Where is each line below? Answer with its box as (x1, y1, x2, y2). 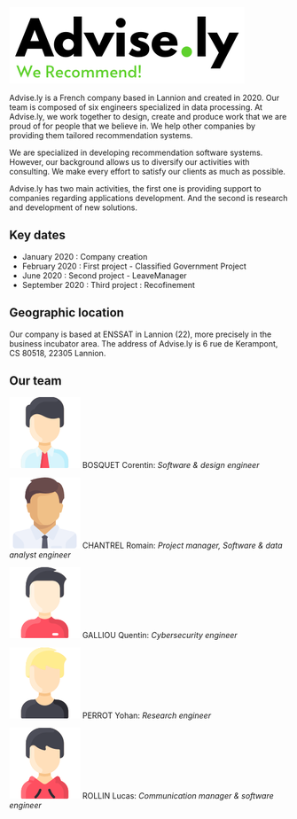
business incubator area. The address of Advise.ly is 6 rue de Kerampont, (9, 338, 278, 348)
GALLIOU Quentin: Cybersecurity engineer (82, 630, 238, 641)
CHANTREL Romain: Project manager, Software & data (82, 540, 283, 551)
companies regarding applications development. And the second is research (9, 193, 288, 203)
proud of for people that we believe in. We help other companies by (9, 121, 255, 131)
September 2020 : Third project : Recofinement (21, 279, 195, 290)
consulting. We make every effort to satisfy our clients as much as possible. (9, 167, 286, 176)
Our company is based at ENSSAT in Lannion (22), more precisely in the (9, 329, 272, 339)
